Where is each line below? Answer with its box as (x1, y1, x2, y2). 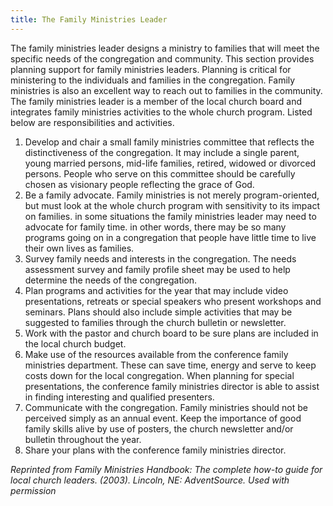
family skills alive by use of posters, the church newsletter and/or (24, 422, 294, 435)
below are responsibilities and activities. (10, 116, 175, 128)
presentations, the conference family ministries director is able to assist (24, 380, 320, 392)
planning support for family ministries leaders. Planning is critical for (10, 63, 292, 75)
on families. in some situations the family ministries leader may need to (24, 210, 317, 222)
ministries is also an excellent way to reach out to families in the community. (10, 84, 323, 96)
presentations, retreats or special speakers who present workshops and (24, 295, 322, 307)
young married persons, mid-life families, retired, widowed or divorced (24, 157, 317, 169)
